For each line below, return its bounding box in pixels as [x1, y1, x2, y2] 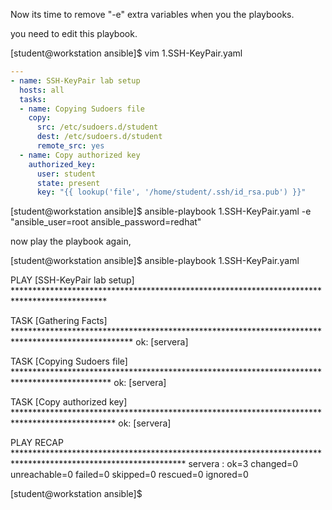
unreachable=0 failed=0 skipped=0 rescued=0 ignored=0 [10, 469, 249, 481]
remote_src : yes [36, 141, 105, 151]
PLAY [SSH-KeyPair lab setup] [10, 274, 135, 286]
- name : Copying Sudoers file [19, 104, 145, 114]
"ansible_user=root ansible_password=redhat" [10, 216, 202, 228]
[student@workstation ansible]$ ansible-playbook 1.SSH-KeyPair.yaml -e [10, 205, 312, 218]
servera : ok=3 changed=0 [188, 458, 299, 470]
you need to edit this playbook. [10, 28, 138, 39]
